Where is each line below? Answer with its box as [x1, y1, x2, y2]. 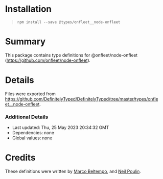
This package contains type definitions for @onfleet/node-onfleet [5, 52, 138, 58]
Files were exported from [5, 91, 56, 97]
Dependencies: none [12, 130, 55, 136]
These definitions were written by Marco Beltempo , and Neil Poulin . [5, 168, 141, 175]
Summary [5, 36, 46, 47]
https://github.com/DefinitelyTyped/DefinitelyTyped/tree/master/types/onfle [5, 96, 158, 102]
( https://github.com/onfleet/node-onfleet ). [5, 57, 91, 63]
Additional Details [5, 113, 48, 120]
